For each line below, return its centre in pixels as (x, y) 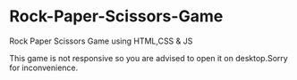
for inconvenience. (44, 68)
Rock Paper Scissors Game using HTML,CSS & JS (101, 41)
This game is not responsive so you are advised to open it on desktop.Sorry (148, 58)
